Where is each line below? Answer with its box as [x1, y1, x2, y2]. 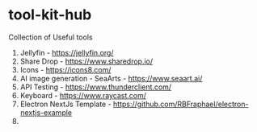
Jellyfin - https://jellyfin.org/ [19, 47, 114, 57]
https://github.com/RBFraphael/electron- [112, 99, 249, 109]
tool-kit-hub [8, 6, 92, 24]
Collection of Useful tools [8, 32, 93, 42]
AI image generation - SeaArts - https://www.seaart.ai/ [19, 73, 203, 83]
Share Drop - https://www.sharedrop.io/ [19, 56, 154, 66]
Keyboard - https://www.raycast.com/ [19, 90, 147, 100]
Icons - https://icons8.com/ [19, 64, 112, 74]
